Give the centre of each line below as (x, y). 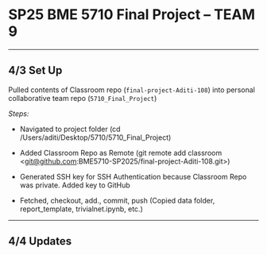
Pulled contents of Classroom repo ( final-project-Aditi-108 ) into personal (132, 90)
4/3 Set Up (35, 70)
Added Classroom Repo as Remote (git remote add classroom (121, 153)
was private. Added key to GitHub (75, 185)
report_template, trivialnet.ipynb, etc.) (81, 209)
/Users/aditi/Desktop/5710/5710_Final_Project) (95, 137)
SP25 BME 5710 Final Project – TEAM (132, 15)
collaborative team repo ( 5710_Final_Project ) (83, 98)
